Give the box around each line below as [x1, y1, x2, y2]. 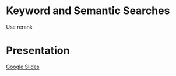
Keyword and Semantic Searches [6, 4, 170, 18]
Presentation [6, 44, 70, 57]
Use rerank [6, 23, 33, 30]
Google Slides [6, 63, 40, 70]
